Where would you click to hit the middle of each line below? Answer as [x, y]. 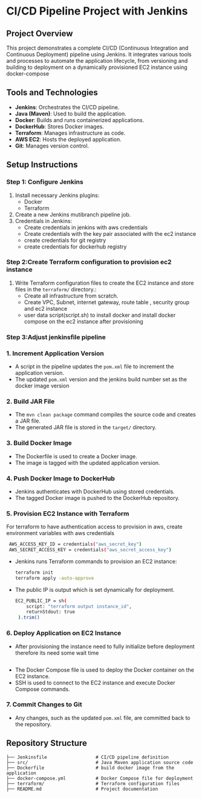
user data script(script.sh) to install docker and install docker [100, 315]
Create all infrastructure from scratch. [71, 296]
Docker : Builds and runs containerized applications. [80, 120]
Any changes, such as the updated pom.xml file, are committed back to [103, 718]
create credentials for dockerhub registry [75, 247]
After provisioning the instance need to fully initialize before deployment [105, 646]
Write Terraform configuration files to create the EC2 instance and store [104, 283]
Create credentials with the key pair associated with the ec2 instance [110, 233]
